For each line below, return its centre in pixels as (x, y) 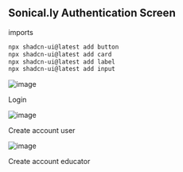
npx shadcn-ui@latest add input (62, 69)
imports (21, 32)
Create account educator (49, 162)
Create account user (42, 131)
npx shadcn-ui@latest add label (62, 62)
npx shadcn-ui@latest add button (64, 47)
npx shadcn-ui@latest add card (60, 54)
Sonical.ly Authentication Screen (92, 13)
